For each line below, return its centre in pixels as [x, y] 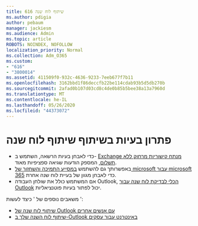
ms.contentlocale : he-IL [37, 99]
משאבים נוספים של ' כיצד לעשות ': [45, 199]
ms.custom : [20, 61]
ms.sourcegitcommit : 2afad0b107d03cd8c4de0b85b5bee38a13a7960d [86, 89]
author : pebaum [25, 22]
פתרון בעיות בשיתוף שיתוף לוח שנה [89, 140]
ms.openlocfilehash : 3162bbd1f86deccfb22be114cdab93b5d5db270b [86, 83]
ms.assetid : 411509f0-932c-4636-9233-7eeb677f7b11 [70, 78]
